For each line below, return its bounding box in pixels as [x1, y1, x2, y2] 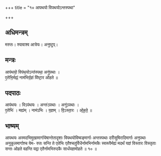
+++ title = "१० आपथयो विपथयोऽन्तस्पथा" [5, 5, 76, 10]
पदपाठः [5, 89, 21, 97]
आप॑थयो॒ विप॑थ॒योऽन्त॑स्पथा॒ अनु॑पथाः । [5, 69, 60, 75]
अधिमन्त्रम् [5, 28, 28, 37]
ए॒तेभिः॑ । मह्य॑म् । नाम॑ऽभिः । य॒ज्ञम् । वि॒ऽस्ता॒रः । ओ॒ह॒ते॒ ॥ [5, 108, 92, 113]
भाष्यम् [5, 122, 19, 130]
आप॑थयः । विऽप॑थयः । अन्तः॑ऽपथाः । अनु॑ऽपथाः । [5, 102, 80, 108]
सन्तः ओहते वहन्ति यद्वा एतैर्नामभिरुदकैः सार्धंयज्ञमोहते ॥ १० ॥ [5, 146, 97, 152]
